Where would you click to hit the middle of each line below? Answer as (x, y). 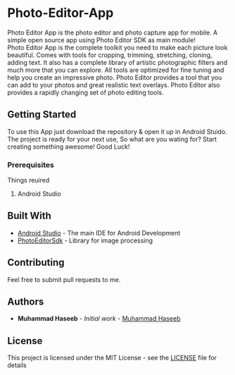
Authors (26, 302)
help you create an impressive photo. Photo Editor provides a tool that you (115, 77)
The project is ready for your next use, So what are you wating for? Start (112, 139)
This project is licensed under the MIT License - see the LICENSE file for (112, 358)
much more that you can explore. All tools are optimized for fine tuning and (116, 70)
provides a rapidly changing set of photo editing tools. (85, 92)
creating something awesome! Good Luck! (69, 147)
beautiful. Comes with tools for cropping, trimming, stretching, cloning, (110, 55)
